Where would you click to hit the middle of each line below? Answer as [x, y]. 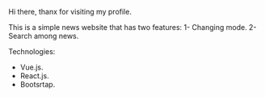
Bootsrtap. [38, 84]
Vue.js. [32, 67]
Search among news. [44, 36]
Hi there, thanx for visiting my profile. [70, 12]
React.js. [35, 76]
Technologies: [32, 51]
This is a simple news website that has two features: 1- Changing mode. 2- [132, 27]
